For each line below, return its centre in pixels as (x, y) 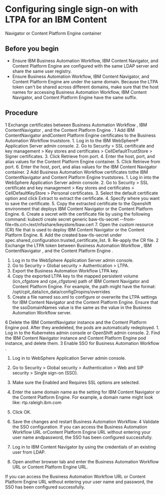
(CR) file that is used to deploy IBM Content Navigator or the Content (75, 229)
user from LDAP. (29, 452)
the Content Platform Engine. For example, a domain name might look (83, 397)
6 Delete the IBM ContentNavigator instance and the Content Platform (76, 322)
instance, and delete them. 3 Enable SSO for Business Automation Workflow (82, 343)
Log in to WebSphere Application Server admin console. (69, 358)
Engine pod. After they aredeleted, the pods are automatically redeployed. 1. (82, 327)
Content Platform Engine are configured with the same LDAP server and (85, 66)
